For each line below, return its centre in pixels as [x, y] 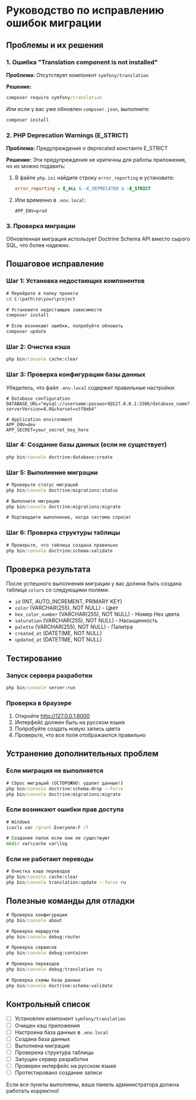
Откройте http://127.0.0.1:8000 [52, 716]
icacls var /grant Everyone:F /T [48, 827]
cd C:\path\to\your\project [41, 299]
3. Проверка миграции [41, 226]
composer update [26, 332]
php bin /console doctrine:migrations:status [62, 490]
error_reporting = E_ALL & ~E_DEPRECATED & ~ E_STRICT [83, 189]
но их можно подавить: [36, 166]
